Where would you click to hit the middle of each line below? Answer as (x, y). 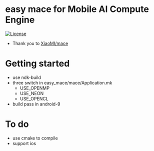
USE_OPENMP (35, 88)
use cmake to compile (35, 138)
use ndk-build (27, 77)
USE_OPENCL (34, 98)
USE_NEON (32, 93)
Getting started (37, 64)
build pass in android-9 (36, 104)
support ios (24, 143)
